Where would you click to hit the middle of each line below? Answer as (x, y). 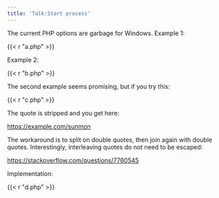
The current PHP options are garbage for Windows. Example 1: (96, 33)
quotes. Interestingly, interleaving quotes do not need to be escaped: (105, 147)
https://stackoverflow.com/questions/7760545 (73, 160)
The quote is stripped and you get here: (63, 113)
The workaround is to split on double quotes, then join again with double (109, 140)
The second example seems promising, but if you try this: (89, 86)
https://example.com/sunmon (49, 126)
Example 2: (23, 60)
